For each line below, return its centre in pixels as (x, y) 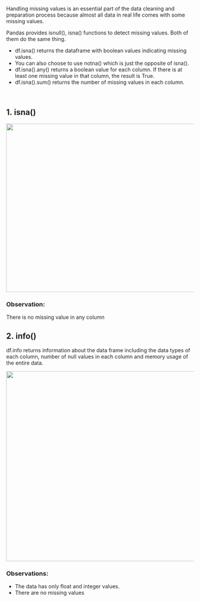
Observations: (27, 573)
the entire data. (25, 363)
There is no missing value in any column (55, 317)
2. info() (21, 336)
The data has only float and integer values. (67, 587)
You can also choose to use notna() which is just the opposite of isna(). (102, 63)
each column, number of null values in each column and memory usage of (97, 356)
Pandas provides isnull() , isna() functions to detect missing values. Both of (97, 33)
